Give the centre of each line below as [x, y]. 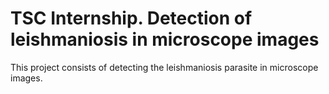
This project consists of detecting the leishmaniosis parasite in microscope [164, 67]
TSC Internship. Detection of [131, 18]
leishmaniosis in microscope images [165, 39]
